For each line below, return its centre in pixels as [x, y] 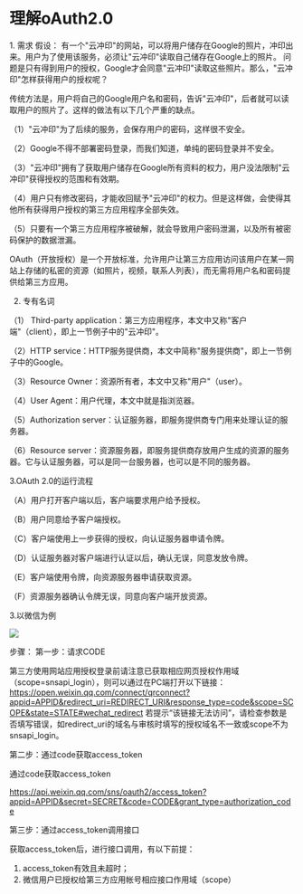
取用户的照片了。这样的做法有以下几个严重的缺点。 [104, 109]
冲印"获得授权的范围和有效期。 [67, 178]
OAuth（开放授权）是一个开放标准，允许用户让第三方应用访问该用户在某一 [148, 259]
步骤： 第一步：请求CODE [57, 651]
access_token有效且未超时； [76, 868]
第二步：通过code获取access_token [76, 754]
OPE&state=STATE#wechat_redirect [76, 712]
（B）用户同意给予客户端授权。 [68, 519]
